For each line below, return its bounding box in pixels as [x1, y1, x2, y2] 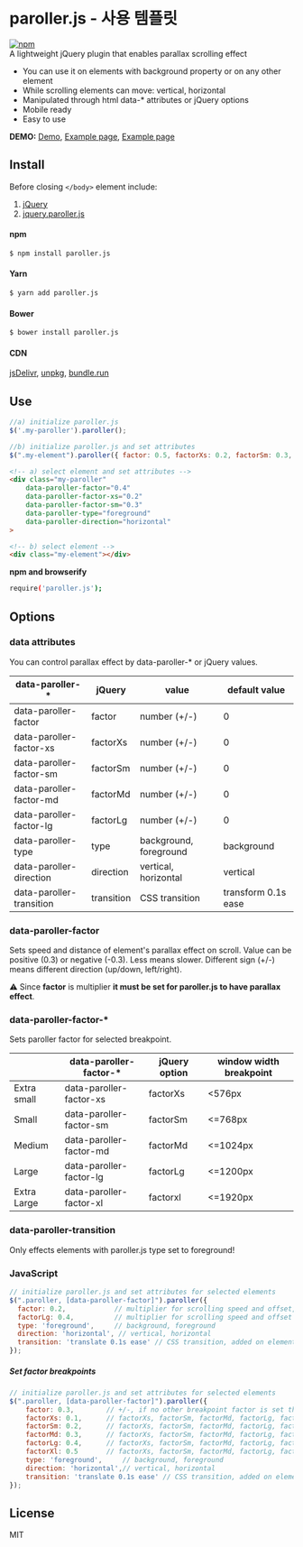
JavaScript [9, 1266, 59, 1279]
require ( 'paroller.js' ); [9, 584, 103, 594]
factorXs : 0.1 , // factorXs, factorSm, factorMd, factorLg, [25, 1413, 277, 1423]
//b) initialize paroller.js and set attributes [9, 442, 196, 451]
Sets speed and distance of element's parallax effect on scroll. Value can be [9, 944, 292, 956]
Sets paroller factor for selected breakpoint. [9, 1034, 172, 1045]
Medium [14, 1139, 49, 1152]
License [9, 1506, 55, 1521]
